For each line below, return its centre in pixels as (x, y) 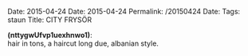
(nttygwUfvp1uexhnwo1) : (50, 35)
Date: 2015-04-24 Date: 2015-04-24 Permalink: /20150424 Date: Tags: (124, 11)
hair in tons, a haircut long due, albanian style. (83, 43)
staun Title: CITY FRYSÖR (50, 20)
